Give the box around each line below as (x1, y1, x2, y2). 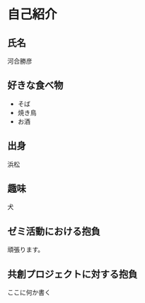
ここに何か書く (7, 288, 51, 297)
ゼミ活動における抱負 (7, 225, 100, 237)
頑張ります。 (7, 245, 45, 254)
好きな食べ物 (7, 79, 64, 92)
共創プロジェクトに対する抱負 (7, 268, 138, 280)
